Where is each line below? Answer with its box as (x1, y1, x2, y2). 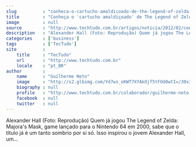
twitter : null (16, 100, 59, 107)
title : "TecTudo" (16, 52, 72, 58)
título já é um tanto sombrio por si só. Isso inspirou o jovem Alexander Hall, (6, 129, 185, 136)
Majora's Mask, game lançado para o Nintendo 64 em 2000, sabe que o (6, 123, 179, 130)
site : (6, 47, 45, 52)
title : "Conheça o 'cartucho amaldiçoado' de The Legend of (6, 14, 179, 20)
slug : (6, 8, 45, 15)
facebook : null (16, 95, 59, 101)
